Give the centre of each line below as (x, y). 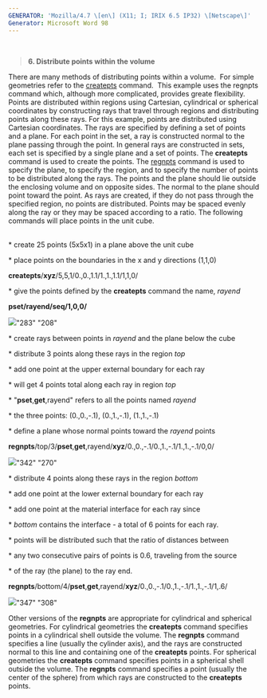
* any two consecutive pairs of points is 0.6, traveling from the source (123, 555)
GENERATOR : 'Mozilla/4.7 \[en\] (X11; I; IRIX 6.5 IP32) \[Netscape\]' (130, 16)
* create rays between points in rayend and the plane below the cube (122, 338)
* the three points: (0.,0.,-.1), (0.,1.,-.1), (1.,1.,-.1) (84, 415)
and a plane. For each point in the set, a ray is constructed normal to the (127, 135)
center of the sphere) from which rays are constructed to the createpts (125, 677)
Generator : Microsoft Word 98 (59, 23)
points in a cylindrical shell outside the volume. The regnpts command (124, 635)
